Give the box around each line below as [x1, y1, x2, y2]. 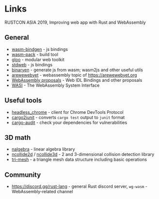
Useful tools [4, 96, 42, 105]
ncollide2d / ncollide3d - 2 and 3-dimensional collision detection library [11, 152, 155, 157]
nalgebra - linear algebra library [11, 146, 76, 152]
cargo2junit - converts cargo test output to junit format [11, 114, 125, 120]
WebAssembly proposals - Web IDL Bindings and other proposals [11, 77, 143, 83]
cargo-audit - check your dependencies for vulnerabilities [11, 120, 127, 125]
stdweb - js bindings [11, 61, 53, 67]
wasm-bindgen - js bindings [11, 46, 68, 52]
